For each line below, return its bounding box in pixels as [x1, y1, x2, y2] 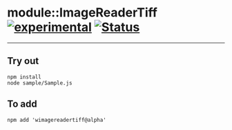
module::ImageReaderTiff [7, 5, 157, 21]
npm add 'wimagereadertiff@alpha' [7, 116, 107, 123]
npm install [7, 74, 41, 80]
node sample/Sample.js [7, 79, 72, 87]
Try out [7, 55, 39, 67]
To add [7, 98, 37, 110]
